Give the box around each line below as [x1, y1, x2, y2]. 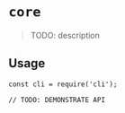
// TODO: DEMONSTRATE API [8, 95, 105, 104]
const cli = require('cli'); [8, 80, 118, 89]
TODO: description [30, 30, 101, 40]
